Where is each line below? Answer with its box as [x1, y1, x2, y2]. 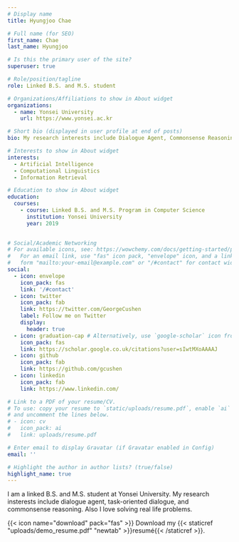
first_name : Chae [7, 36, 59, 44]
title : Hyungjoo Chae [7, 17, 72, 24]
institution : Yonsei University [26, 213, 122, 220]
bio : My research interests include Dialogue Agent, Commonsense [7, 135, 205, 142]
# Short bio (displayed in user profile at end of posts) [7, 128, 183, 135]
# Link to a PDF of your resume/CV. [7, 398, 116, 405]
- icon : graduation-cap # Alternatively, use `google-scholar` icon [14, 332, 221, 339]
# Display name [7, 10, 53, 18]
